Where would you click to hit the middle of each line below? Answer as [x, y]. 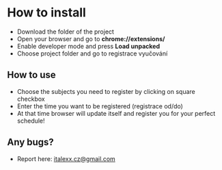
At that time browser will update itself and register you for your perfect [116, 113]
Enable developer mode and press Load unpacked [88, 46]
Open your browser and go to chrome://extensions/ [91, 38]
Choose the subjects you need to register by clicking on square [106, 91]
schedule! [31, 121]
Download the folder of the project [66, 32]
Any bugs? [31, 142]
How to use [31, 75]
